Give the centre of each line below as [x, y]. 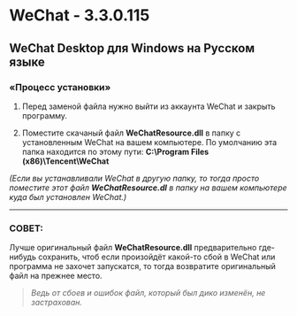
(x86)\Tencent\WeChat [65, 161]
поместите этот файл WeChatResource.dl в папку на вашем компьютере [148, 188]
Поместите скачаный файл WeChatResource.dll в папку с [131, 133]
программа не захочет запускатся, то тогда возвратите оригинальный [143, 266]
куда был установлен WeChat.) [68, 197]
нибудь [23, 257]
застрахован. [56, 303]
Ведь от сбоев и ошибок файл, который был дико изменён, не [148, 293]
